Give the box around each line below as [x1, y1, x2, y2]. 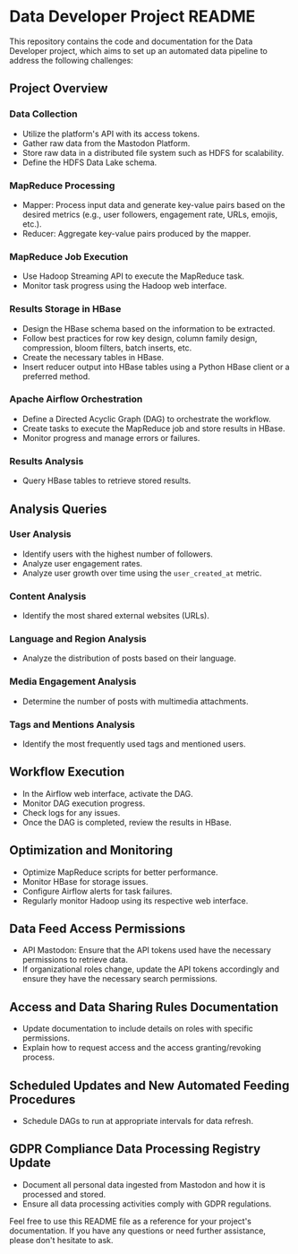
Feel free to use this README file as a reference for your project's [9, 1215, 252, 1226]
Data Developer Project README [9, 6, 256, 27]
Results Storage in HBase [9, 303, 122, 316]
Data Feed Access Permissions [9, 921, 186, 936]
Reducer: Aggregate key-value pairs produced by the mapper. [21, 228, 251, 238]
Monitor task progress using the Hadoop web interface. [21, 281, 227, 291]
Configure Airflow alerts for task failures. [21, 886, 173, 896]
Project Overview [9, 81, 108, 96]
